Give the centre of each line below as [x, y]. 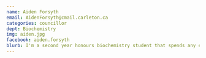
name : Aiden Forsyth [33, 12]
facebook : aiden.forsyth [38, 40]
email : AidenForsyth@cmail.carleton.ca [57, 18]
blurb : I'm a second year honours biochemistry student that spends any [101, 46]
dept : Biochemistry [31, 29]
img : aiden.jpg [26, 34]
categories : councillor [37, 23]
